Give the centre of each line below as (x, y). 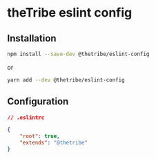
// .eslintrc (26, 118)
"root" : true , (40, 136)
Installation (32, 38)
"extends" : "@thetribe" (54, 143)
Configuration (38, 102)
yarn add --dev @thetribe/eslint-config (66, 80)
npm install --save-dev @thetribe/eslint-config (78, 54)
